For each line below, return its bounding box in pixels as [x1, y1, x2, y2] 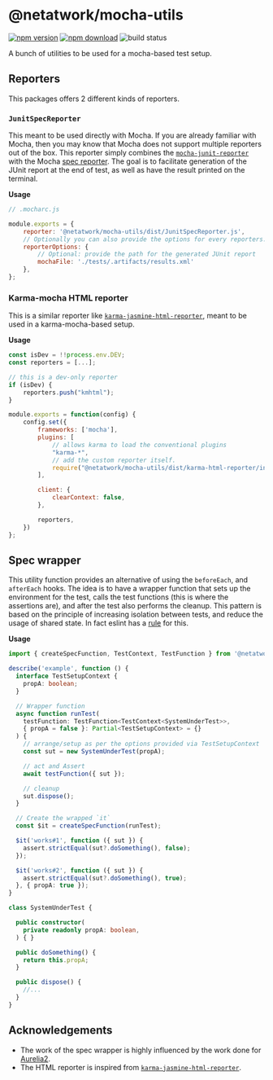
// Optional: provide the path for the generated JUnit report [37, 250, 256, 258]
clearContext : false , [51, 494, 126, 502]
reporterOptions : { [23, 243, 89, 251]
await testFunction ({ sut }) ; [23, 770, 126, 778]
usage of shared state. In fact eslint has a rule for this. [8, 618, 189, 628]
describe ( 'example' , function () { [8, 665, 129, 673]
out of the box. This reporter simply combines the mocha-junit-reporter [8, 148, 249, 158]
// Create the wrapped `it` [15, 814, 111, 823]
